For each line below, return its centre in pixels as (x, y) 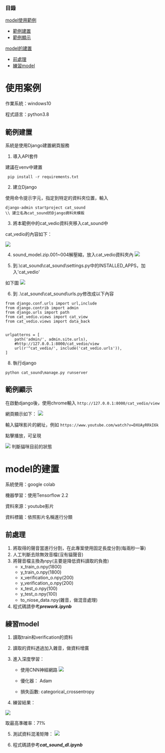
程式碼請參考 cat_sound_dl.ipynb (48, 745)
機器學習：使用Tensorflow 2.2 (37, 495)
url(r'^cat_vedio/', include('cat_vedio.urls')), (68, 349)
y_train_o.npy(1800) (41, 572)
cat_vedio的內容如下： (29, 234)
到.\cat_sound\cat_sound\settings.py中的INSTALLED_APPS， (77, 266)
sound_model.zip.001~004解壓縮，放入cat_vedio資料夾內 (73, 255)
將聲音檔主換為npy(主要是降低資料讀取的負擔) (61, 561)
